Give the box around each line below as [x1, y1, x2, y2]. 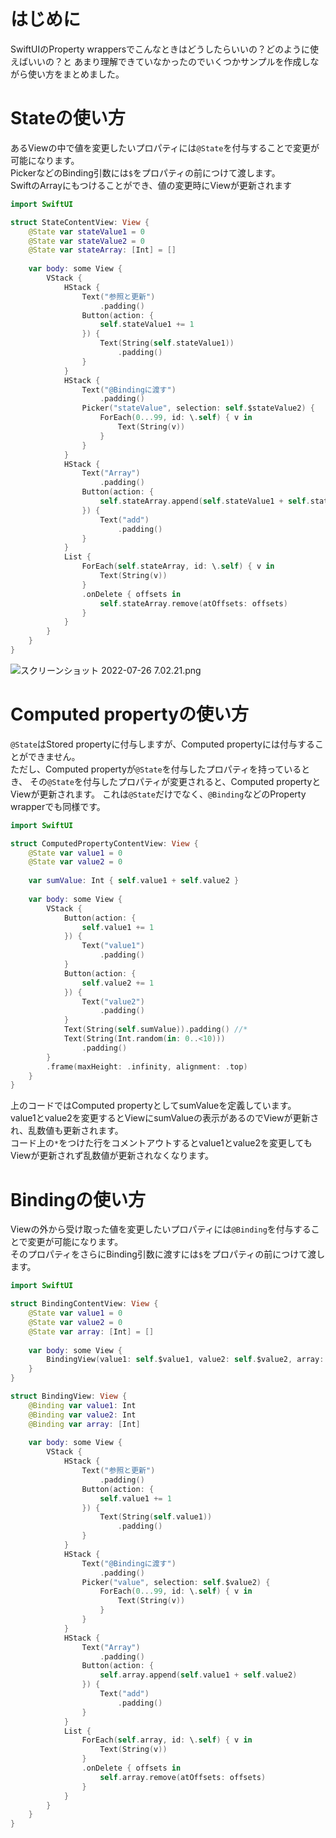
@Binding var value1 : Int [28, 1400, 137, 1410]
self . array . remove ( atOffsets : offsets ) [99, 1772, 267, 1782]
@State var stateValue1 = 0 [28, 226, 145, 237]
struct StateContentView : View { [10, 217, 150, 227]
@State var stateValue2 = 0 [28, 236, 145, 246]
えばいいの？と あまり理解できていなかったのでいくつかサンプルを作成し [10, 55, 311, 67]
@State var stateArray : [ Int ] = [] [28, 245, 177, 255]
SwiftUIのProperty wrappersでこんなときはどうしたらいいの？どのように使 [10, 43, 320, 55]
